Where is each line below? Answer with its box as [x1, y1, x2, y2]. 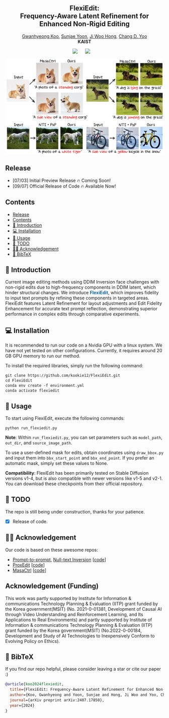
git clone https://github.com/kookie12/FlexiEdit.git [5, 373, 121, 378]
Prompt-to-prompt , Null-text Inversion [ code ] [12, 556, 107, 562]
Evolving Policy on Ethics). [5, 638, 60, 644]
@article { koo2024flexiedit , [5, 682, 64, 687]
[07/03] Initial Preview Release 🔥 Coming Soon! [12, 177, 111, 183]
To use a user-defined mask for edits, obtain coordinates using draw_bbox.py [5, 449, 164, 455]
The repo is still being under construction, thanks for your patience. [5, 508, 145, 514]
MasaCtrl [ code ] [12, 567, 47, 573]
